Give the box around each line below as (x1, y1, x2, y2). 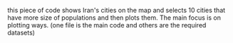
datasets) (7, 28, 36, 37)
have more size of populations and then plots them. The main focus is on (7, 13, 221, 22)
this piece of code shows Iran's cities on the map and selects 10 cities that (7, 6, 226, 14)
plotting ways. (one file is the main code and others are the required (7, 21, 207, 29)
